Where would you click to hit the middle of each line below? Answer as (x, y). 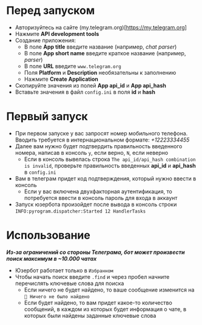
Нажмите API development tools (57, 33)
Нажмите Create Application (61, 79)
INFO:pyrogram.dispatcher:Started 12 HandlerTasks (80, 211)
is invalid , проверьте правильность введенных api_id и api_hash (110, 165)
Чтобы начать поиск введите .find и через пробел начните (92, 276)
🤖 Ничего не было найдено (57, 296)
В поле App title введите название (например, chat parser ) (100, 47)
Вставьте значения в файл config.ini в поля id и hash (85, 92)
